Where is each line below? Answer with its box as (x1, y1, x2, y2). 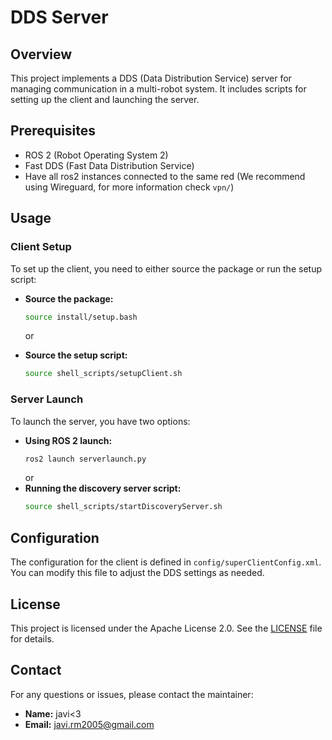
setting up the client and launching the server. (10, 94, 200, 105)
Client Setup (10, 240, 72, 254)
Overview (10, 46, 73, 63)
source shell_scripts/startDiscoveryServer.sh (24, 502, 223, 512)
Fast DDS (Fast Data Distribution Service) (24, 159, 195, 171)
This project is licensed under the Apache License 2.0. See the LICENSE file (10, 622, 323, 634)
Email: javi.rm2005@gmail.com (24, 718, 155, 730)
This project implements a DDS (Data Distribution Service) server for (10, 72, 292, 84)
